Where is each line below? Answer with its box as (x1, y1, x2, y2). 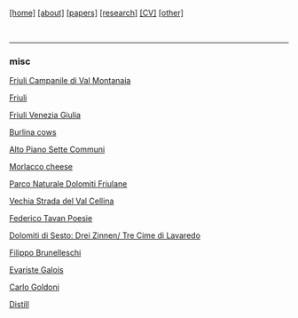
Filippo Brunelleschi (9, 248, 82, 258)
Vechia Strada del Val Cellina (9, 195, 114, 207)
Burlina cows (9, 127, 57, 138)
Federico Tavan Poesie (9, 213, 93, 224)
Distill (9, 299, 29, 310)
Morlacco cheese (9, 162, 74, 172)
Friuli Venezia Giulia (9, 110, 82, 121)
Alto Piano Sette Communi (9, 144, 106, 155)
